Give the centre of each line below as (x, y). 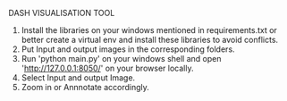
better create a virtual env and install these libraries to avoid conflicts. (150, 40)
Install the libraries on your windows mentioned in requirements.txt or (149, 30)
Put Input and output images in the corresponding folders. (128, 49)
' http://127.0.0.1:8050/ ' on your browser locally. (107, 68)
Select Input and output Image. (78, 78)
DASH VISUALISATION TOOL (62, 13)
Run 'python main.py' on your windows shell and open (121, 59)
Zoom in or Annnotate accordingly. (85, 87)
